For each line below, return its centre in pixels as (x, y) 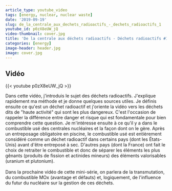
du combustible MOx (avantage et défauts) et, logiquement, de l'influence (83, 178)
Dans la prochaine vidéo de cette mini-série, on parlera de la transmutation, (85, 172)
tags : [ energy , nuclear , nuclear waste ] (49, 15)
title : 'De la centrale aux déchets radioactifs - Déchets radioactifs (83, 39)
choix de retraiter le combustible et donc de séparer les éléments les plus (83, 150)
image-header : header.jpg (33, 48)
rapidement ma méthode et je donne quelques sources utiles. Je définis (81, 101)
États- (156, 139)
